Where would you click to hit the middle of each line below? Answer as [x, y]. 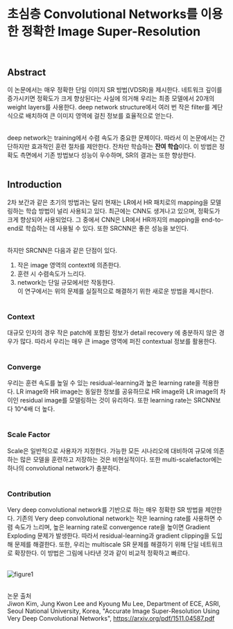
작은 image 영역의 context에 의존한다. [69, 265]
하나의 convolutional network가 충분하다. [64, 468]
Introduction [35, 185]
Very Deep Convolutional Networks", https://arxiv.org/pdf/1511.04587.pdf [111, 618]
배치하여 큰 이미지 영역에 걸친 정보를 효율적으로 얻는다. [100, 116]
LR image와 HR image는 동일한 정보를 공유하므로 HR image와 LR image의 [118, 391]
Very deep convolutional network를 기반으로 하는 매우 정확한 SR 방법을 [105, 510]
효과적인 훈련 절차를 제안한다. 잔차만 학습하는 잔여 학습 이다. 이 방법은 [124, 147]
